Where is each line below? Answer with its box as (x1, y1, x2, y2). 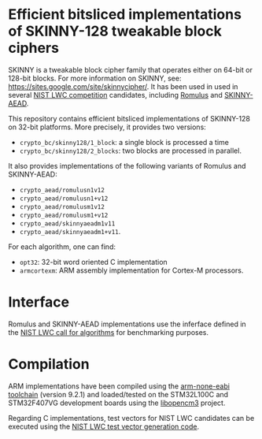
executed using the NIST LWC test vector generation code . (8, 422, 199, 431)
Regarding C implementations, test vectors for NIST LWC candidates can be (8, 413, 255, 422)
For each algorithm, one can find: (8, 242, 116, 251)
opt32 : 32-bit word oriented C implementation (19, 257, 168, 266)
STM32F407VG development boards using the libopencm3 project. (8, 398, 226, 407)
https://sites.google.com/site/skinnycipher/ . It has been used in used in (8, 81, 238, 91)
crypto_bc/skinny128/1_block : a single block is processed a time (19, 137, 230, 147)
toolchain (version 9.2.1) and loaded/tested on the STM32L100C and (8, 389, 229, 399)
